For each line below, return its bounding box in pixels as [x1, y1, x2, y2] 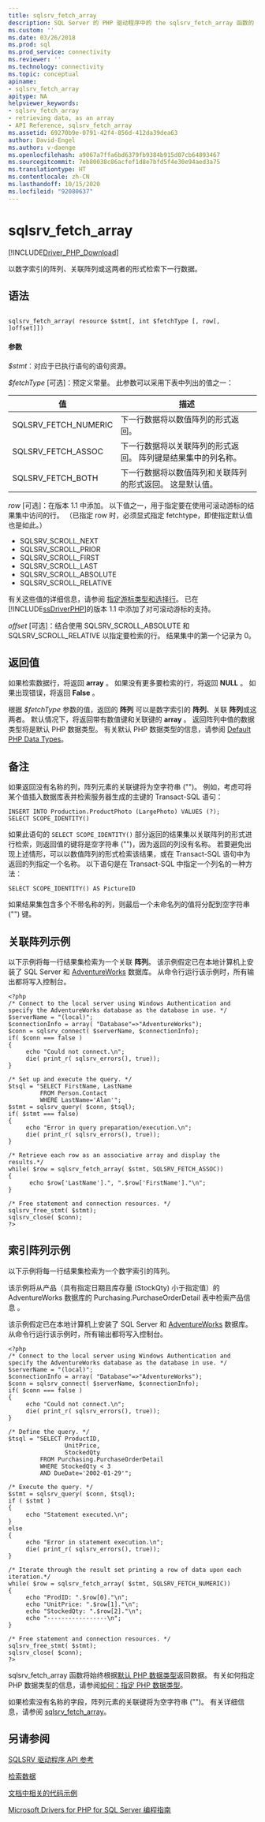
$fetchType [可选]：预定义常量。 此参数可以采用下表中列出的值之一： [8, 378, 234, 387]
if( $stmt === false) [8, 1110, 80, 1118]
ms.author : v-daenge [8, 144, 77, 151]
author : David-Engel [8, 136, 77, 144]
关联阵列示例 [8, 935, 71, 948]
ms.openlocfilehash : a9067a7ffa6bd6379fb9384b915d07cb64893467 [8, 151, 221, 159]
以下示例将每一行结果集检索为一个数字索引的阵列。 [8, 1266, 174, 1275]
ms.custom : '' [8, 26, 55, 34]
